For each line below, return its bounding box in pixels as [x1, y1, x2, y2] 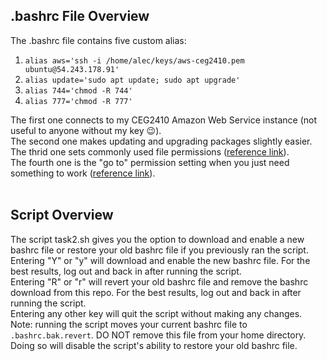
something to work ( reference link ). [10, 167, 156, 179]
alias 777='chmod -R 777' [24, 96, 133, 106]
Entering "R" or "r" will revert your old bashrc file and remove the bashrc [10, 275, 309, 288]
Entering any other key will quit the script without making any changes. [10, 307, 303, 319]
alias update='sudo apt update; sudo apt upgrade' [24, 75, 241, 85]
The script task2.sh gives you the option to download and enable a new [10, 233, 305, 245]
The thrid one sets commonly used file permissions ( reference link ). [10, 145, 290, 158]
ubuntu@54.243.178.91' [24, 64, 120, 74]
